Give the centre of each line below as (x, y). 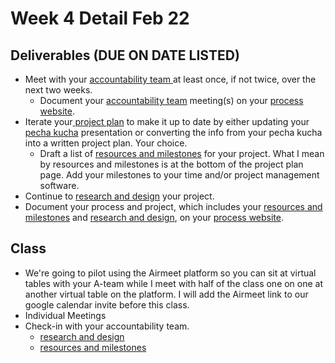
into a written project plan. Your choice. (106, 143)
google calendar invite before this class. (107, 304)
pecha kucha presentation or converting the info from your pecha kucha (173, 132)
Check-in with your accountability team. (107, 326)
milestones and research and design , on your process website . (154, 217)
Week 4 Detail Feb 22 (100, 18)
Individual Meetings (65, 315)
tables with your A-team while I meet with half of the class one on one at (174, 283)
